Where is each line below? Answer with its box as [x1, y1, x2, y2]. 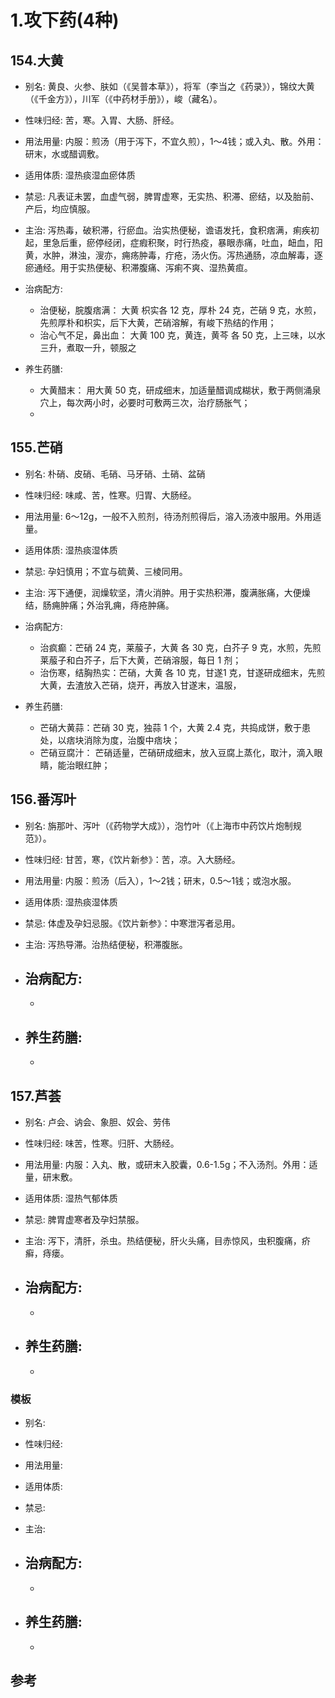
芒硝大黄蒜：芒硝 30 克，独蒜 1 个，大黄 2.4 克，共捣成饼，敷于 [39, 721, 303, 733]
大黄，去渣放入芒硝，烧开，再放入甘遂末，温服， [39, 679, 242, 691]
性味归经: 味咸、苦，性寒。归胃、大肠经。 [24, 489, 197, 501]
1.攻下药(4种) [10, 9, 120, 32]
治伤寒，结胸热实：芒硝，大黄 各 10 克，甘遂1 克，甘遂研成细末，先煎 [39, 666, 326, 678]
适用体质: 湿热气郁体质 [24, 1192, 118, 1205]
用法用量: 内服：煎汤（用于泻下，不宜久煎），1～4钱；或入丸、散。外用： [24, 136, 325, 147]
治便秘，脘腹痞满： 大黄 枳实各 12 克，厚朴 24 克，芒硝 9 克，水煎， [39, 304, 322, 316]
